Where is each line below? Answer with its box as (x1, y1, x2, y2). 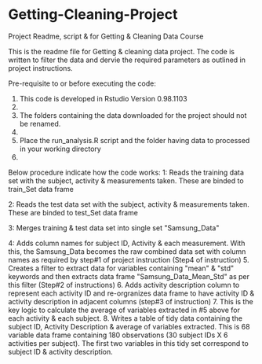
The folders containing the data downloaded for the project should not (19, 110, 247, 119)
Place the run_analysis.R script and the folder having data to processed (19, 135, 250, 145)
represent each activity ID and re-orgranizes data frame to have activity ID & (8, 289, 255, 298)
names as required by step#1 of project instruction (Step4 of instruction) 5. (8, 255, 249, 264)
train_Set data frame (8, 184, 75, 193)
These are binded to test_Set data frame (8, 208, 139, 217)
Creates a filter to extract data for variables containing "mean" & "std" (8, 263, 235, 273)
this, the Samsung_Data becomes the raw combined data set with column (8, 246, 246, 256)
